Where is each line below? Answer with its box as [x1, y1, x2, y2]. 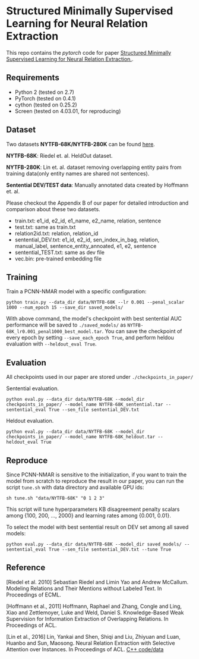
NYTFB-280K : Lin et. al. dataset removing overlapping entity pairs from [6, 164, 182, 171]
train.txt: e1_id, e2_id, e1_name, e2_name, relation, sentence [14, 217, 162, 224]
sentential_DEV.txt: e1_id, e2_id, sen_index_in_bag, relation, [14, 236, 160, 243]
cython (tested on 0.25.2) [14, 101, 77, 108]
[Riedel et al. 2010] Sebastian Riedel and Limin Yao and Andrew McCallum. [6, 578, 189, 585]
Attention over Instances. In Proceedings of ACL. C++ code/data [6, 645, 164, 652]
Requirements [6, 73, 59, 83]
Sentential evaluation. [6, 385, 59, 392]
